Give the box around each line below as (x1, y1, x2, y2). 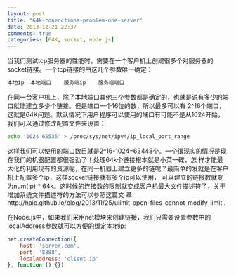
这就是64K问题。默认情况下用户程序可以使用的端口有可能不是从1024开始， (7, 110, 225, 119)
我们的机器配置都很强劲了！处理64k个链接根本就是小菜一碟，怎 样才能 (13, 155, 218, 163)
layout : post (7, 10, 46, 18)
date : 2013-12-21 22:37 (7, 23, 77, 30)
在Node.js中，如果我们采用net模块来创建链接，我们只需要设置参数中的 (7, 213, 211, 221)
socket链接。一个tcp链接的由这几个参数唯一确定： (7, 65, 153, 74)
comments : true (7, 29, 52, 37)
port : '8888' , (20, 248, 61, 256)
